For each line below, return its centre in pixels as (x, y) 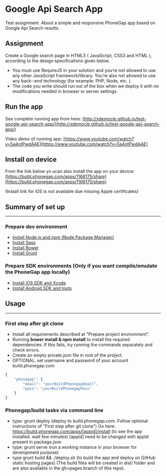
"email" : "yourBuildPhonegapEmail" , (61, 384)
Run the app (24, 107)
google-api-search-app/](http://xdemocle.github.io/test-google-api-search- (83, 124)
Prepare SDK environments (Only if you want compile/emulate (81, 266)
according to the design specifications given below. (58, 61)
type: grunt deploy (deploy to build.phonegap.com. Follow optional (80, 421)
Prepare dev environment (36, 227)
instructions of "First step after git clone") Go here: (64, 426)
